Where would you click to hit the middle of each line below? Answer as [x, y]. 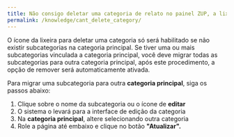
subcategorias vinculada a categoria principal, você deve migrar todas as [112, 55]
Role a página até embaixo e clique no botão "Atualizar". [99, 126]
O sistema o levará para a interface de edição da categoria [101, 111]
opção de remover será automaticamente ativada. [79, 70]
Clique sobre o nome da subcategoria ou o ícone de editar [101, 104]
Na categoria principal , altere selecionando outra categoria [103, 118]
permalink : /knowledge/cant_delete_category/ [74, 20]
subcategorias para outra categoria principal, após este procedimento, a [111, 62]
